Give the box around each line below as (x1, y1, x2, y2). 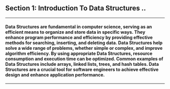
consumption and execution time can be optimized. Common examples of (5, 56, 163, 62)
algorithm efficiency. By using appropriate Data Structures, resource (5, 50, 153, 57)
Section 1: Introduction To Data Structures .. (5, 4, 146, 13)
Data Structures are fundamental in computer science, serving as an (5, 24, 152, 30)
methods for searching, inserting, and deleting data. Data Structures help (5, 40, 163, 46)
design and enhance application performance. (5, 72, 105, 78)
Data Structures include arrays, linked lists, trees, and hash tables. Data (5, 61, 159, 67)
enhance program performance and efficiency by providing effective (5, 35, 153, 41)
